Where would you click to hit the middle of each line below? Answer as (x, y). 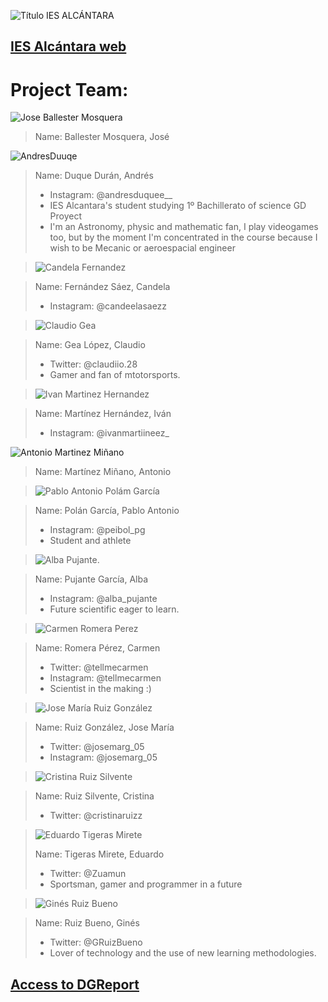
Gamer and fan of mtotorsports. (115, 375)
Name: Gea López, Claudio (90, 345)
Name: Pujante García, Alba (91, 579)
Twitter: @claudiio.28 (93, 364)
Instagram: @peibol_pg (97, 530)
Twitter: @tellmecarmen (99, 667)
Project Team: (69, 89)
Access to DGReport (75, 984)
